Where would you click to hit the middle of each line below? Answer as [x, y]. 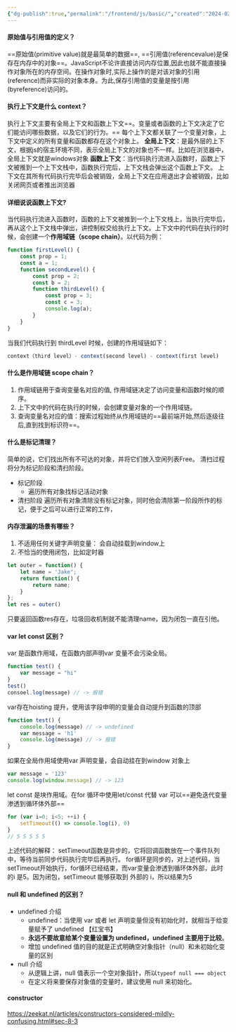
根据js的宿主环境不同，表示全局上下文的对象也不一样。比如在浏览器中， [123, 150]
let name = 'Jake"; [48, 572]
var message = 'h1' [48, 733]
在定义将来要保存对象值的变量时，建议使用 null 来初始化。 [112, 981]
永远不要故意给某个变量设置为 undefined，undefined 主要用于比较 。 [128, 937]
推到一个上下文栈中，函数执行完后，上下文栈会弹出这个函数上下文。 [118, 167]
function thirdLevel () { [69, 289]
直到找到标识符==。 [54, 425]
